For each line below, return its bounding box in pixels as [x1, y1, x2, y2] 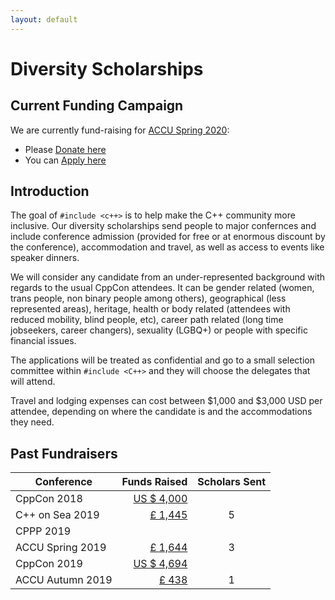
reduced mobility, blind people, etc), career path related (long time [10, 314, 284, 326]
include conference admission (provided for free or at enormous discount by [10, 231, 326, 243]
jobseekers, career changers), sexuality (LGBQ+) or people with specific [10, 324, 308, 336]
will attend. [10, 376, 56, 388]
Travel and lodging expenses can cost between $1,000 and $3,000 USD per [10, 395, 323, 407]
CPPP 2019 [15, 524, 72, 538]
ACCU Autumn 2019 [15, 573, 113, 587]
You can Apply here [24, 154, 107, 166]
